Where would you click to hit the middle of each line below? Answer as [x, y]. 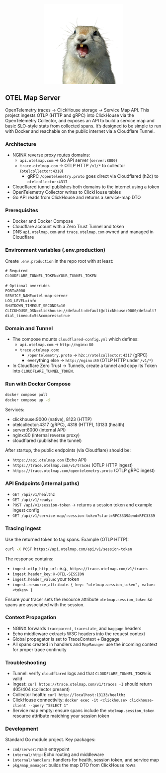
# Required [16, 271]
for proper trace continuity [40, 649]
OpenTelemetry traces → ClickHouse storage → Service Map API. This [77, 110]
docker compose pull [27, 395]
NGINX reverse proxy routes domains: [51, 155]
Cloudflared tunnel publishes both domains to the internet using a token [86, 187]
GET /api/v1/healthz [34, 495]
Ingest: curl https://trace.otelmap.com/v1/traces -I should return [82, 684]
